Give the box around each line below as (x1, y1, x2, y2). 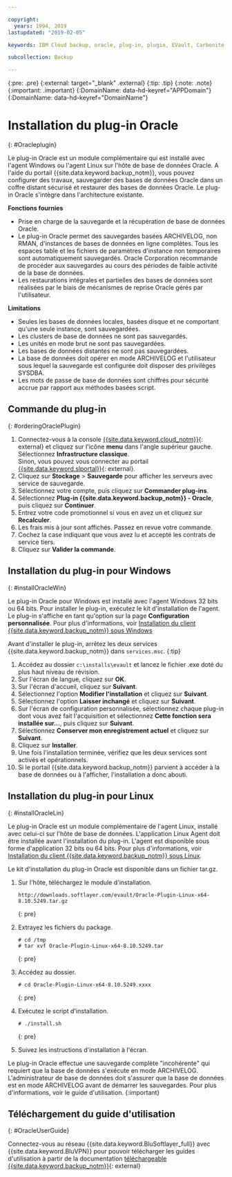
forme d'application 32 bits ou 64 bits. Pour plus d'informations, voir (8, 844, 202, 853)
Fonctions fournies (8, 204, 64, 213)
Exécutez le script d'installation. (17, 1006, 109, 1015)
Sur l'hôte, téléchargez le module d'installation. (17, 878, 152, 886)
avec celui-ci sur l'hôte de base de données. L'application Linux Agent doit (8, 829, 220, 837)
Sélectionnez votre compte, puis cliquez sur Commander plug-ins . (17, 486, 209, 494)
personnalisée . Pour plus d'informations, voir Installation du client (8, 619, 196, 627)
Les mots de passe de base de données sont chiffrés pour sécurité (17, 376, 209, 385)
